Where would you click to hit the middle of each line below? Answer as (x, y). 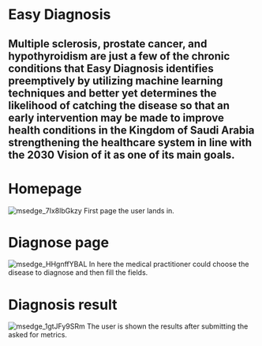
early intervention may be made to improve (116, 117)
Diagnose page (58, 242)
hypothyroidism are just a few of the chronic (119, 56)
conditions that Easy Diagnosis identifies (111, 68)
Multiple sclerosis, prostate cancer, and (108, 44)
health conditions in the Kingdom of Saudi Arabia (131, 130)
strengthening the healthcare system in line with (130, 143)
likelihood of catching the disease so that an (119, 105)
